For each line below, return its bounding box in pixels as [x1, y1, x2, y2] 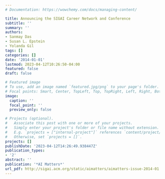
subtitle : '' [5, 21, 32, 26]
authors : [5, 30, 23, 35]
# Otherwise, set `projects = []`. [5, 134, 82, 139]
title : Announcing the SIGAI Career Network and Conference [5, 16, 131, 21]
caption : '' [9, 98, 34, 103]
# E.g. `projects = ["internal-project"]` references [5, 130, 122, 135]
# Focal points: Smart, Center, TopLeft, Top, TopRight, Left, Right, [5, 89, 153, 94]
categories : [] [5, 53, 36, 58]
